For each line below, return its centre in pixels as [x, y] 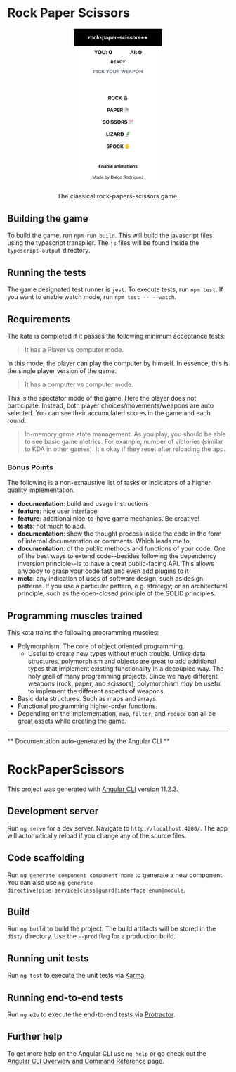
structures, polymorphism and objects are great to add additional [122, 661]
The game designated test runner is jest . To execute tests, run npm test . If [115, 289]
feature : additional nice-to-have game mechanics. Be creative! [109, 519]
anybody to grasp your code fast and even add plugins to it [103, 571]
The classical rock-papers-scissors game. [118, 196]
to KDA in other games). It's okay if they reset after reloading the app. [125, 449]
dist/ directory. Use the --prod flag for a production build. [91, 936]
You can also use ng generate [50, 882]
